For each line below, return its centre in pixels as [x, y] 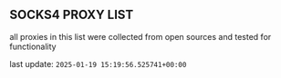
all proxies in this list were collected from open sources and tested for [140, 36]
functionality [33, 46]
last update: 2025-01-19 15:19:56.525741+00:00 [98, 63]
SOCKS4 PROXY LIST [72, 15]
